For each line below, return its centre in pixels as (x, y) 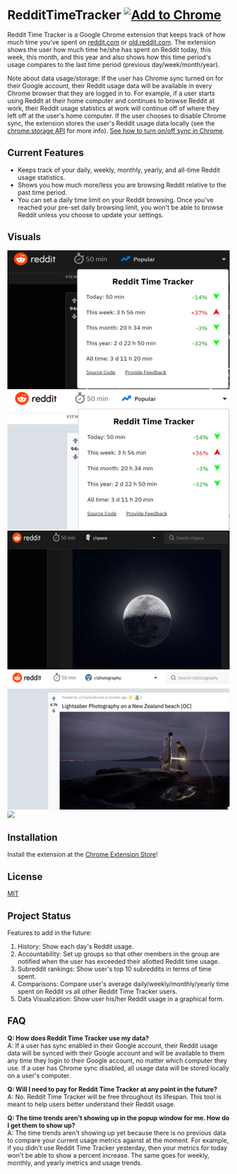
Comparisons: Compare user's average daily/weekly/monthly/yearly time (123, 984)
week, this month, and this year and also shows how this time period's (109, 57)
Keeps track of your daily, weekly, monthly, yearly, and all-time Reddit (119, 170)
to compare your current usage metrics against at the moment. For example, (118, 1140)
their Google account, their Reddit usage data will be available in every (110, 85)
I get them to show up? (41, 1125)
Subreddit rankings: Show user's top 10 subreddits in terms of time (114, 969)
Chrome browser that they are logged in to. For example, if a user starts (111, 93)
